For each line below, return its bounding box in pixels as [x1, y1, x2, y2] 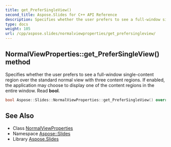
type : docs [5, 21, 28, 27]
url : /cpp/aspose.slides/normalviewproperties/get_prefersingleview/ [5, 31, 156, 36]
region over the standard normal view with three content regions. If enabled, [5, 77, 165, 83]
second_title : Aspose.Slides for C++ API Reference [5, 12, 117, 17]
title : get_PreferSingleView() [5, 7, 72, 13]
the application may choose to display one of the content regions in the [5, 82, 155, 88]
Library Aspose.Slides [12, 136, 59, 142]
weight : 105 [5, 26, 31, 32]
